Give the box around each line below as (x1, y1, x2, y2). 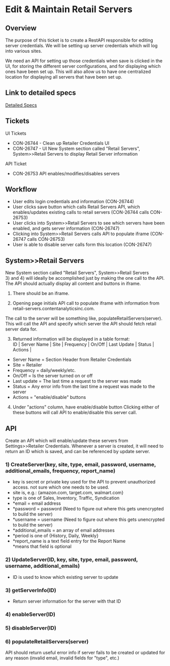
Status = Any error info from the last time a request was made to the (12, 384, 155, 390)
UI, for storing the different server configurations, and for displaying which (5, 63, 161, 69)
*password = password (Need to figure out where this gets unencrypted (12, 506, 164, 512)
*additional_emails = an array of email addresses (12, 527, 115, 533)
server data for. (5, 326, 38, 332)
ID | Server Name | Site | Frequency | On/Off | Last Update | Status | (12, 341, 154, 348)
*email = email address (12, 500, 61, 506)
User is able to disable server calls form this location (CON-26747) (12, 242, 152, 248)
